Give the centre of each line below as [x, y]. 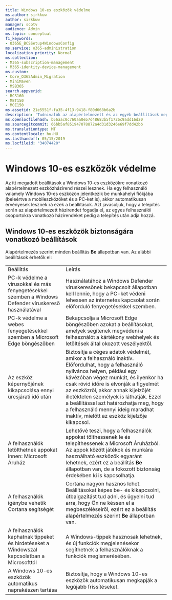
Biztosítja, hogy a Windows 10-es [106, 574]
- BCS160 [15, 96]
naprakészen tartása [33, 590]
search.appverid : [24, 91]
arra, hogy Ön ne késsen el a [100, 503]
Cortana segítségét [31, 509]
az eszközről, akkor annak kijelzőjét [108, 390]
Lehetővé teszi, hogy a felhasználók [109, 431]
